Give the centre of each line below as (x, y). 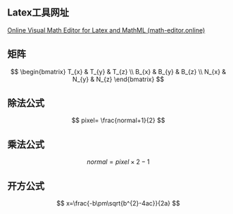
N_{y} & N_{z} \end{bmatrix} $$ (118, 79)
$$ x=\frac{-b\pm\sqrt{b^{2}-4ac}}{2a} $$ (118, 203)
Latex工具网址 (38, 13)
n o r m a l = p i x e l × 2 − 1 (118, 162)
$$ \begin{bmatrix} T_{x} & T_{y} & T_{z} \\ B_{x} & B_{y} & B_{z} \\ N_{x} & (118, 71)
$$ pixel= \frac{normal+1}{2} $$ (118, 120)
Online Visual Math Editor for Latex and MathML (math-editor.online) (106, 30)
